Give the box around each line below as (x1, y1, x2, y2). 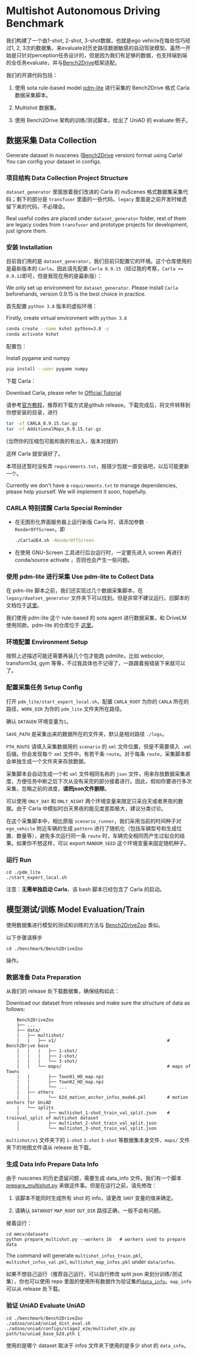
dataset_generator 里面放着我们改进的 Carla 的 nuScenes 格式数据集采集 (6, 188, 183, 195)
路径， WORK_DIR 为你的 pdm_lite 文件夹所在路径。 (6, 705, 126, 712)
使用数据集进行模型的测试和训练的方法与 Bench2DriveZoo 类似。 (6, 921, 164, 928)
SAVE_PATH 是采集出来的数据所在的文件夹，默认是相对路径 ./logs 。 (6, 730, 168, 737)
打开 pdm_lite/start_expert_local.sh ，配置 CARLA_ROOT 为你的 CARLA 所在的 (6, 698, 189, 705)
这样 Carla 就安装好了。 (6, 450, 64, 457)
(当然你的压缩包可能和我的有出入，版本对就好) (6, 437, 119, 444)
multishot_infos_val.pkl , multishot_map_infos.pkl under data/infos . (6, 1258, 176, 1265)
